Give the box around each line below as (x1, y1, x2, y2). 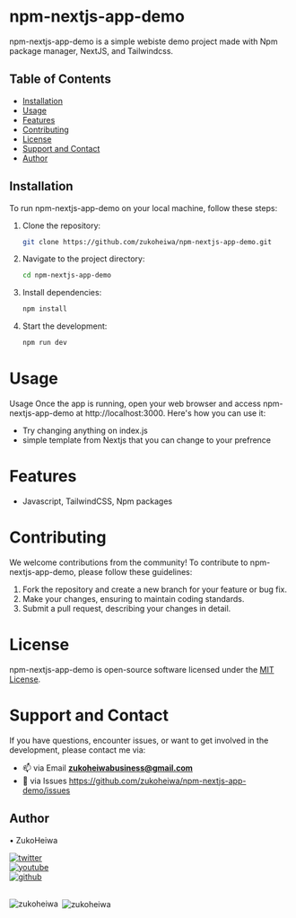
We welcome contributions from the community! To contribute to (9, 557, 248, 568)
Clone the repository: (22, 220, 101, 231)
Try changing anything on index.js (22, 425, 148, 436)
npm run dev (22, 339, 67, 348)
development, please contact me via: (9, 744, 146, 755)
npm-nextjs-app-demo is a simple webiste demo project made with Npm (9, 36, 278, 47)
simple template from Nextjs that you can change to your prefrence (22, 435, 272, 446)
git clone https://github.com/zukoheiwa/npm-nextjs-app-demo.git (22, 237, 272, 246)
